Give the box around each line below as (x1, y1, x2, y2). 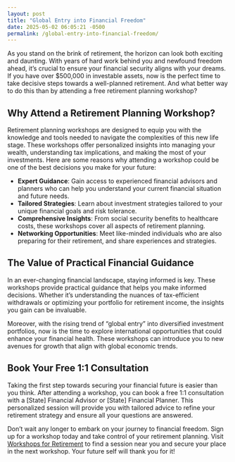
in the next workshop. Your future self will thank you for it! (7, 447, 176, 455)
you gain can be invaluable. (7, 306, 87, 314)
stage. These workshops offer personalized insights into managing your (7, 141, 216, 149)
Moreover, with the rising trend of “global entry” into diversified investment (7, 319, 224, 327)
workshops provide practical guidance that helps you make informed (7, 283, 207, 292)
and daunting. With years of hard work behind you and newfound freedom (7, 57, 223, 65)
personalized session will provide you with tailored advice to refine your (7, 403, 216, 412)
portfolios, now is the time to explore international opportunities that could (7, 327, 222, 335)
